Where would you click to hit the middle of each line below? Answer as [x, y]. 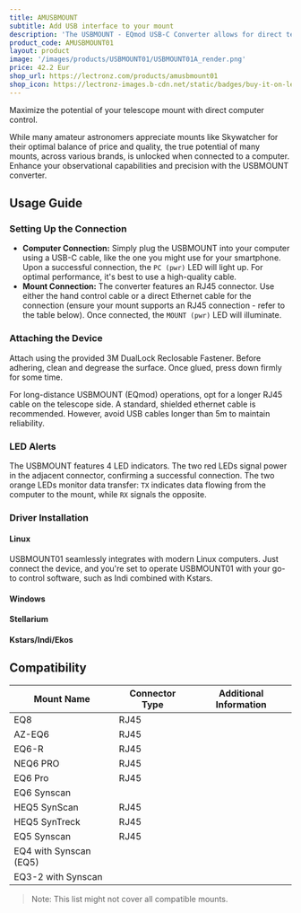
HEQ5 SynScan [46, 807]
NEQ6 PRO [37, 763]
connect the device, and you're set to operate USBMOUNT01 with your [140, 569]
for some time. [36, 377]
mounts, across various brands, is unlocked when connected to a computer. [149, 156]
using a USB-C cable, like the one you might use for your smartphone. [151, 258]
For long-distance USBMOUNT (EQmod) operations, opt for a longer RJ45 [146, 394]
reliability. [27, 423]
